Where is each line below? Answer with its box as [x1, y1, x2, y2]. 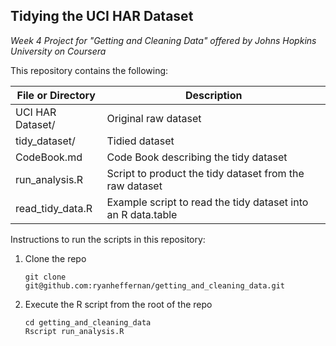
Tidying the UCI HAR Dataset [10, 8, 194, 25]
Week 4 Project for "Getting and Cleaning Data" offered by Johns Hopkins [10, 34, 317, 46]
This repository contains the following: [10, 64, 169, 76]
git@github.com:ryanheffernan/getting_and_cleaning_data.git [24, 280, 286, 291]
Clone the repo [24, 252, 87, 264]
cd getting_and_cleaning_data [24, 317, 152, 328]
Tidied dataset [106, 134, 175, 148]
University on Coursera [10, 45, 107, 57]
